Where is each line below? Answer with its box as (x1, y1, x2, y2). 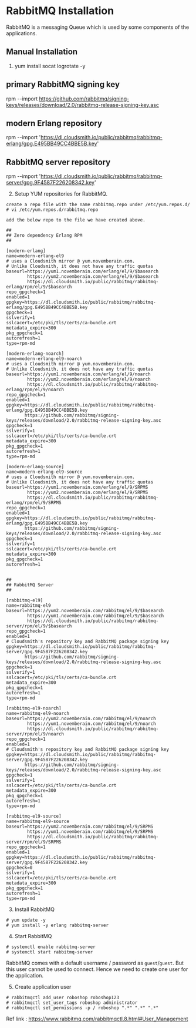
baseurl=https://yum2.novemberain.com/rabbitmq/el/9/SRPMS (6, 824, 154, 829)
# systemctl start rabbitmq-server (6, 949, 93, 955)
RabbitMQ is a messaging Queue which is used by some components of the (6, 23, 190, 31)
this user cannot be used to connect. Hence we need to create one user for (6, 966, 188, 973)
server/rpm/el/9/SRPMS (6, 839, 62, 845)
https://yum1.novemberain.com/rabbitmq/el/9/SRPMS (27, 829, 154, 835)
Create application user (14, 983, 72, 990)
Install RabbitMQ (14, 906, 55, 913)
